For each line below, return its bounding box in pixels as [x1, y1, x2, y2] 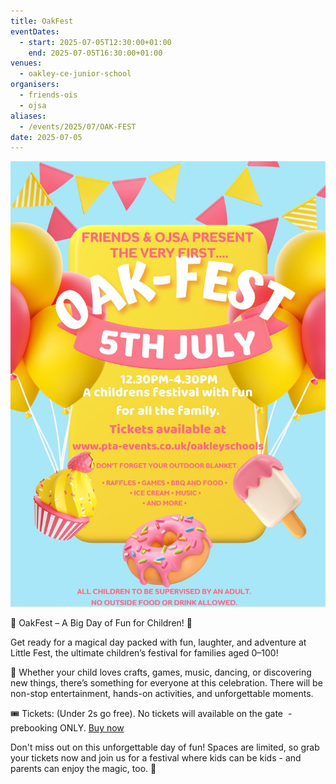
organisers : [10, 80, 60, 90]
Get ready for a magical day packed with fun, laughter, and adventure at [10, 636, 307, 649]
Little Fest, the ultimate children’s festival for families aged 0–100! [10, 647, 279, 659]
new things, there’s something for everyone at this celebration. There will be [10, 677, 323, 689]
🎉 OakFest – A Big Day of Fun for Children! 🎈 [10, 617, 193, 629]
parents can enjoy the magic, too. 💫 [10, 763, 157, 775]
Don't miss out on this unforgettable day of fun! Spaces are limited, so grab [10, 741, 320, 754]
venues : [10, 58, 43, 69]
